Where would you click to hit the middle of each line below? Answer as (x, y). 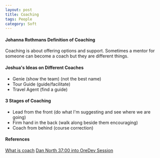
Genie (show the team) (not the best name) (57, 78)
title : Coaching (22, 14)
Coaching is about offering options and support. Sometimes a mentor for (80, 51)
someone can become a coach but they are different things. (67, 56)
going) (19, 117)
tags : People (19, 19)
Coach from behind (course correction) (53, 127)
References (17, 139)
